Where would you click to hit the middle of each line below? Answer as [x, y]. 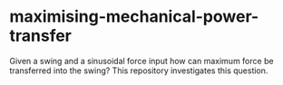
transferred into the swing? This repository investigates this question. [139, 71]
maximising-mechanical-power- [134, 17]
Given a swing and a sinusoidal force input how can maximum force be [141, 61]
